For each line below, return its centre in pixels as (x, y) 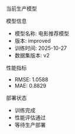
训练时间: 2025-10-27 (41, 48)
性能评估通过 (30, 118)
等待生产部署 (30, 125)
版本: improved (33, 41)
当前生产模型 (21, 8)
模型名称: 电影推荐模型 (42, 33)
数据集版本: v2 (32, 55)
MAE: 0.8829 (30, 86)
